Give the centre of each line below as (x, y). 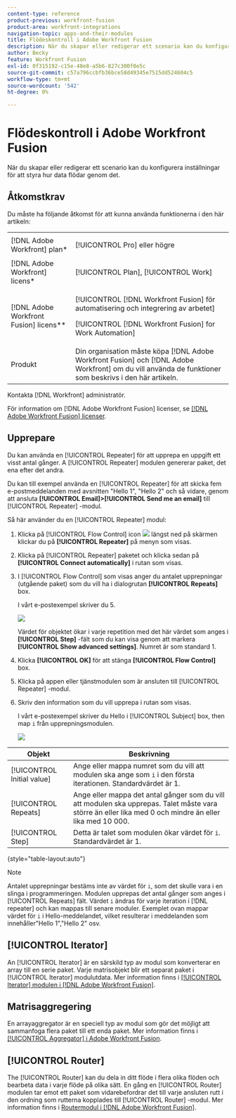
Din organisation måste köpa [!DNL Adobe (144, 351)
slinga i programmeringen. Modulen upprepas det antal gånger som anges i (117, 893)
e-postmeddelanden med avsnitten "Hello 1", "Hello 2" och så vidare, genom (118, 491)
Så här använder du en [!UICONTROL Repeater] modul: (87, 519)
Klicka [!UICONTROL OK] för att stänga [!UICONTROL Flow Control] (117, 660)
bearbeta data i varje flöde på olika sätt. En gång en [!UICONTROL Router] (114, 1085)
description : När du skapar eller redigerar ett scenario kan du (105, 46)
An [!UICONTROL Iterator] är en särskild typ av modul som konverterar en (114, 962)
